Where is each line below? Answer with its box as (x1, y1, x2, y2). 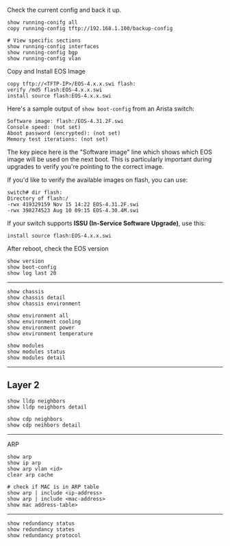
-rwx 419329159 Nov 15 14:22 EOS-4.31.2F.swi (7, 201, 139, 208)
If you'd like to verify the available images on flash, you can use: (7, 176, 188, 184)
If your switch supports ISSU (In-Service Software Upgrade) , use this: (7, 219, 206, 227)
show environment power (7, 324, 75, 331)
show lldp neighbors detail (7, 403, 88, 411)
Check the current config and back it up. (7, 6, 122, 14)
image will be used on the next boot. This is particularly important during (7, 155, 212, 163)
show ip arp (7, 459, 41, 466)
